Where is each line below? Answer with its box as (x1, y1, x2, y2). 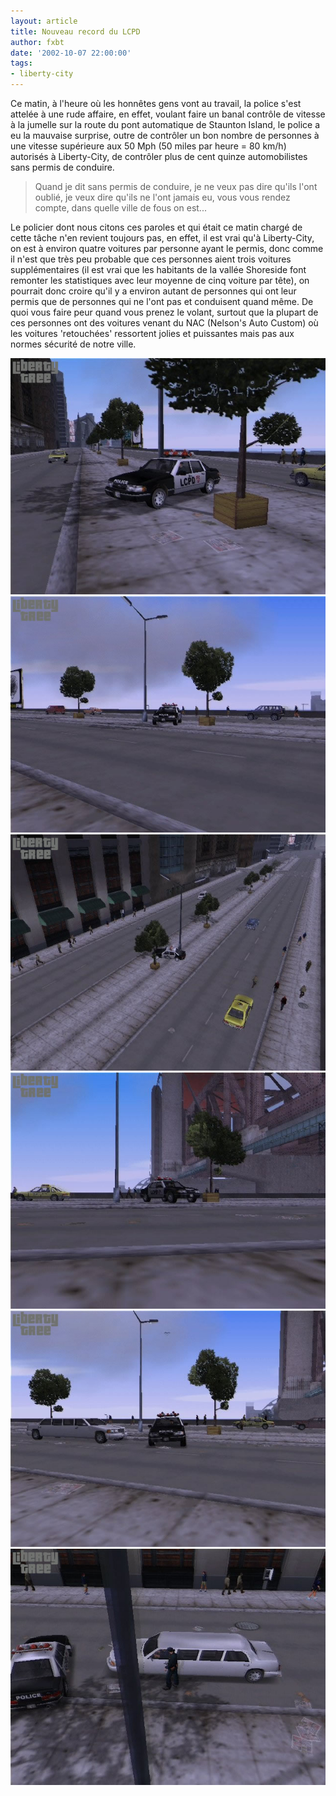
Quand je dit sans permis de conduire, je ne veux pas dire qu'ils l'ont (34, 181, 318, 192)
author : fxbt (10, 37, 65, 47)
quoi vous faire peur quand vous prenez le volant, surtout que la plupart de (10, 306, 319, 318)
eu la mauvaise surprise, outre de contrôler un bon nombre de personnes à (10, 130, 320, 141)
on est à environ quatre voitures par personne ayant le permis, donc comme (10, 243, 324, 254)
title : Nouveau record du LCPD (10, 26, 141, 37)
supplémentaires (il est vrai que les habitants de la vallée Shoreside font (10, 264, 307, 275)
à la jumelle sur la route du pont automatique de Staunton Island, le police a (10, 119, 321, 130)
